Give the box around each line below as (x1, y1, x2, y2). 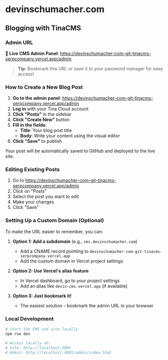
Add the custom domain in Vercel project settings (20, 258, 123, 264)
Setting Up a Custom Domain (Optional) (5, 217, 104, 224)
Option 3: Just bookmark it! (12, 293, 72, 299)
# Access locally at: (5, 340, 51, 345)
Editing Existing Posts (5, 166, 60, 173)
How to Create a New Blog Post (5, 84, 83, 91)
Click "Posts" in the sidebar (12, 111, 72, 117)
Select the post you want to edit (12, 193, 79, 199)
